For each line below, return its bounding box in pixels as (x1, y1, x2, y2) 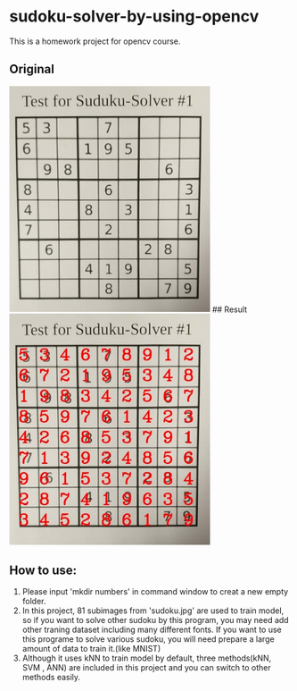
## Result (211, 304, 248, 315)
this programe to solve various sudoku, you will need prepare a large (21, 633, 275, 645)
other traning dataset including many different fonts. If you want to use (21, 624, 283, 635)
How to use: (9, 562, 78, 577)
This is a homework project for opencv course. (9, 36, 181, 46)
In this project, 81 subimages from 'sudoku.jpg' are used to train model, (21, 605, 285, 616)
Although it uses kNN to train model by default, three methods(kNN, (21, 653, 272, 663)
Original (9, 62, 55, 77)
